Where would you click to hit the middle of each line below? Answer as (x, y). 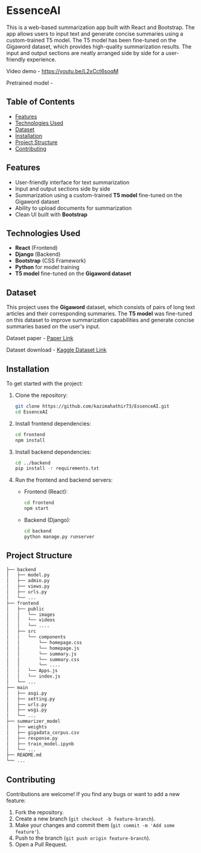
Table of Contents (41, 102)
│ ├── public (25, 609)
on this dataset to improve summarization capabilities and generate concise (100, 320)
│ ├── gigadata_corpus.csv (43, 733)
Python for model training (47, 267)
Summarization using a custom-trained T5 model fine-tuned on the (98, 195)
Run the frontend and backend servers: (64, 480)
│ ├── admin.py (28, 581)
